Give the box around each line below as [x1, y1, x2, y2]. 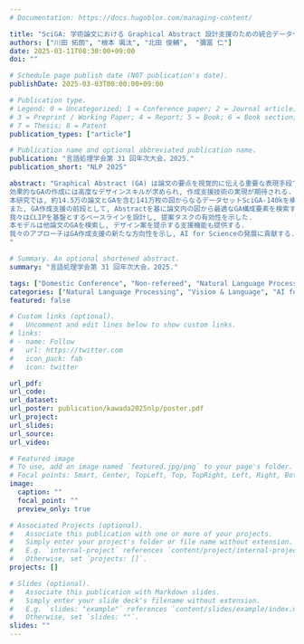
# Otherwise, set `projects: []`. [9, 554, 147, 563]
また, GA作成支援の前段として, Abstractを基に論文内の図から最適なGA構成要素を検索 [9, 204, 290, 213]
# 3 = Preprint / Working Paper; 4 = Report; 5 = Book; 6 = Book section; [9, 112, 298, 122]
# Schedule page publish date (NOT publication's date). [9, 71, 229, 80]
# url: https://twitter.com [9, 346, 124, 355]
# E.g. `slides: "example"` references [9, 604, 168, 613]
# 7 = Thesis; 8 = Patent [9, 121, 107, 130]
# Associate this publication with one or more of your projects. [9, 529, 273, 538]
